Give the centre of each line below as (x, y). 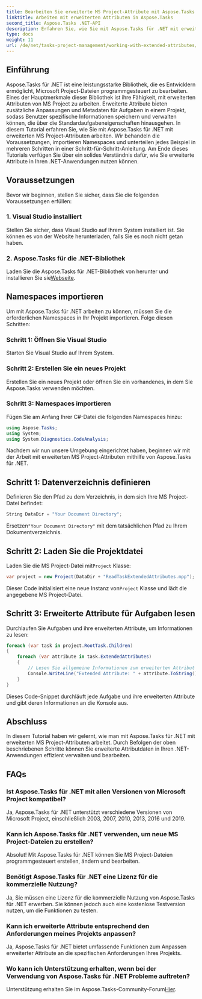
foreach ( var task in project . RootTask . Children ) (70, 646)
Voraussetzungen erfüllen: (39, 201)
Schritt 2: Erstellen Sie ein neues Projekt (66, 368)
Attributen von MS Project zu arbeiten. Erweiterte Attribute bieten (87, 104)
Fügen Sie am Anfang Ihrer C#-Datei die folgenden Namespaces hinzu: (94, 417)
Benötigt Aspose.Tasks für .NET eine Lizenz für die (82, 877)
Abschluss (27, 722)
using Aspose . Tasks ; (32, 428)
